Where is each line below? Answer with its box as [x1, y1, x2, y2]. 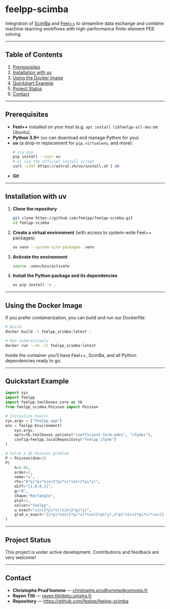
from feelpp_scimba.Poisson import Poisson [5, 404, 99, 410]
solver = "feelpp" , [14, 503, 51, 508]
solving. [5, 31, 22, 37]
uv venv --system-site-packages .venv [12, 245, 95, 250]
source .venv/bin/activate [12, 263, 70, 269]
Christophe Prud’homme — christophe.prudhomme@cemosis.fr [12, 587, 148, 593]
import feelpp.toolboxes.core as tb [5, 400, 82, 405]
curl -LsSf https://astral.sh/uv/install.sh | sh [12, 164, 120, 169]
